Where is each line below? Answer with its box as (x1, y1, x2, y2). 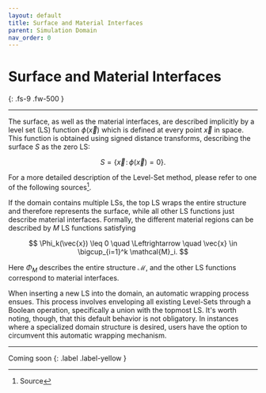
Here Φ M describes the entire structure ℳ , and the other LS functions (8, 262, 237, 274)
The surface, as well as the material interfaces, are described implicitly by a (8, 116, 255, 127)
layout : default (8, 11, 62, 20)
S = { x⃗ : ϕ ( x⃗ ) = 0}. (100, 158, 166, 167)
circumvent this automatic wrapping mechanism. (8, 330, 167, 340)
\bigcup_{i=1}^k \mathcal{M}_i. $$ (78, 246, 188, 256)
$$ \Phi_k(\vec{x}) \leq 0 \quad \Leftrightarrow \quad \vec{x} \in (28, 238, 237, 248)
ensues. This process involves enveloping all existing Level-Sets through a (8, 296, 252, 306)
